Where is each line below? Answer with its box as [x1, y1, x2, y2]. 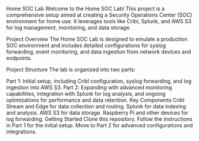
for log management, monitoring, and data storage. [6, 24, 131, 31]
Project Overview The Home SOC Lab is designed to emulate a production [6, 36, 188, 42]
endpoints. [6, 55, 33, 61]
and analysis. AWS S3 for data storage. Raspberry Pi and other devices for [6, 109, 189, 116]
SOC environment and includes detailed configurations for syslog [6, 42, 166, 49]
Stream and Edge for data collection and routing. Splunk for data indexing [6, 103, 186, 109]
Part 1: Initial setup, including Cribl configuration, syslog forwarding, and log [6, 77, 192, 84]
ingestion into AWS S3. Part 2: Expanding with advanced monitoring [6, 84, 172, 91]
